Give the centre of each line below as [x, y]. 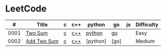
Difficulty [147, 24]
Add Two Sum [42, 41]
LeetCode [26, 9]
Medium [145, 41]
